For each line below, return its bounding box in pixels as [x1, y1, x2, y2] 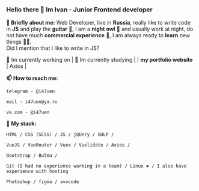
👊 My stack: [6, 120, 37, 127]
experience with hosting [6, 168, 69, 175]
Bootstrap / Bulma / [6, 153, 58, 159]
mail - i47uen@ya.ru [6, 99, 58, 105]
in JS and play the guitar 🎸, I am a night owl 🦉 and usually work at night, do [6, 25, 194, 32]
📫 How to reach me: [6, 74, 58, 82]
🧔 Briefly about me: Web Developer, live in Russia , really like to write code [6, 19, 191, 26]
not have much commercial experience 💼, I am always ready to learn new [6, 32, 191, 39]
